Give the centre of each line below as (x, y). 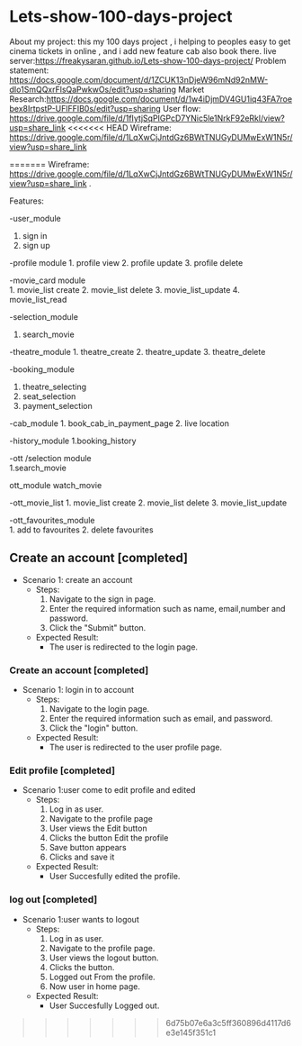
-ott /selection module (50, 458)
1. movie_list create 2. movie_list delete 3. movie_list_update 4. (124, 289)
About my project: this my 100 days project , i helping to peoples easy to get (150, 41)
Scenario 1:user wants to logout (80, 919)
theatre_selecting (54, 387)
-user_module (35, 218)
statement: (29, 70)
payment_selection (57, 405)
